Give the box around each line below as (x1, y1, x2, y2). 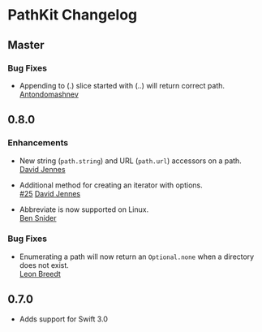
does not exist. (19, 260, 70, 269)
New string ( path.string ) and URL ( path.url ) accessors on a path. (19, 156, 243, 166)
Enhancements (7, 137, 69, 149)
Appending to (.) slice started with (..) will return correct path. (19, 80, 225, 90)
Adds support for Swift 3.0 (19, 314, 109, 324)
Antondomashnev (19, 89, 79, 99)
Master (7, 38, 45, 52)
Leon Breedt (19, 269, 62, 278)
